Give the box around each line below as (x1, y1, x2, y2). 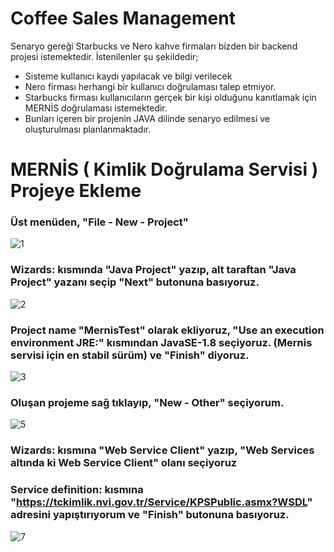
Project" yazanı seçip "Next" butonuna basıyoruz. (10, 275, 260, 289)
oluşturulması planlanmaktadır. (24, 123, 152, 135)
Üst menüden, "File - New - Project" (10, 215, 189, 229)
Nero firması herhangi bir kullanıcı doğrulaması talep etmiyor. (24, 80, 277, 92)
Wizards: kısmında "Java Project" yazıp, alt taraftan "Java (10, 263, 297, 277)
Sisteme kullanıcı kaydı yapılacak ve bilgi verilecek (24, 70, 233, 82)
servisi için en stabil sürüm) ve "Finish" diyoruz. (10, 348, 250, 362)
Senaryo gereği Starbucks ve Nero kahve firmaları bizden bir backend (10, 40, 298, 52)
